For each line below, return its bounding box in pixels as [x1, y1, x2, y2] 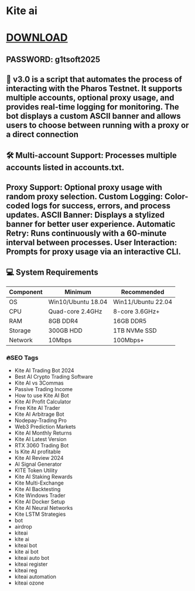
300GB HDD [48, 326, 83, 335]
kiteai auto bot [14, 555, 50, 562]
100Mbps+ [113, 336, 145, 344]
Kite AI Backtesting [14, 486, 61, 493]
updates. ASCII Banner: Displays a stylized [6, 210, 165, 220]
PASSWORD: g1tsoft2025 [6, 54, 101, 64]
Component [9, 288, 43, 296]
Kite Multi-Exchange [14, 479, 64, 486]
